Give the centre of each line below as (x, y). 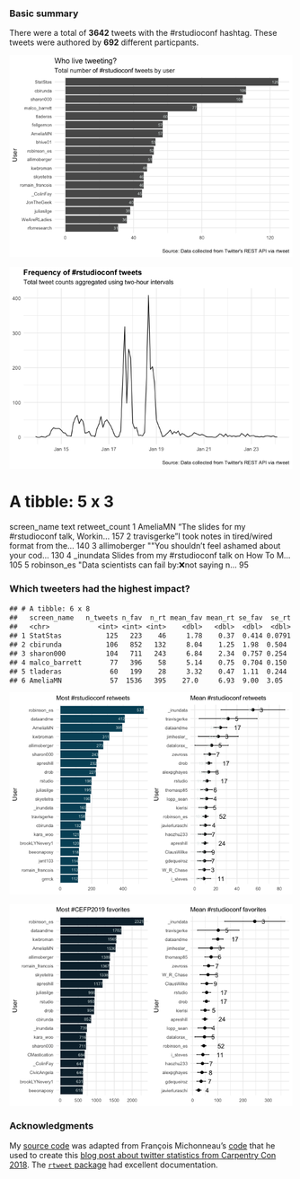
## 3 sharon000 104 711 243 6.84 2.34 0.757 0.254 (148, 654)
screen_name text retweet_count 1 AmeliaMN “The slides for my (128, 527)
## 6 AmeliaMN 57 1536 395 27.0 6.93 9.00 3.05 (146, 681)
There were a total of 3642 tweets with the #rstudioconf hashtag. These (143, 33)
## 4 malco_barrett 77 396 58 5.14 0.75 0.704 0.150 (148, 663)
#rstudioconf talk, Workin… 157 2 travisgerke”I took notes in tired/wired (141, 536)
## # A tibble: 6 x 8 (50, 609)
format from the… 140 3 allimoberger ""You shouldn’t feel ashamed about (145, 546)
